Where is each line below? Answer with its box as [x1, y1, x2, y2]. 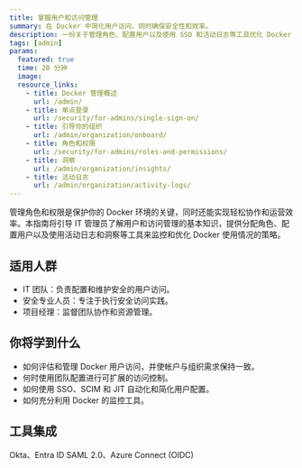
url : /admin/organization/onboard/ [32, 131, 168, 140]
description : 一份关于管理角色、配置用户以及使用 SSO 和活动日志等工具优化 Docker [9, 30, 292, 39]
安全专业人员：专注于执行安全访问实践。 [22, 295, 173, 306]
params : [9, 47, 39, 56]
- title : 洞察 [25, 155, 76, 165]
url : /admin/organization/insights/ [32, 164, 171, 173]
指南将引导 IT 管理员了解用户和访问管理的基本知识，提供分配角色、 [32, 218, 282, 229]
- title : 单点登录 [25, 106, 89, 115]
